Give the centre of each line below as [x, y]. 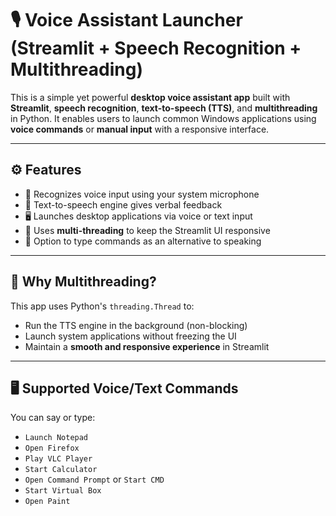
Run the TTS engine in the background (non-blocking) [136, 325]
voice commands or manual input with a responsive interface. [140, 129]
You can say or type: [53, 418]
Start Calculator [61, 470]
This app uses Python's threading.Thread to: [102, 306]
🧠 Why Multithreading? [83, 282]
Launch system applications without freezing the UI [130, 336]
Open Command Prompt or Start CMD [94, 479]
